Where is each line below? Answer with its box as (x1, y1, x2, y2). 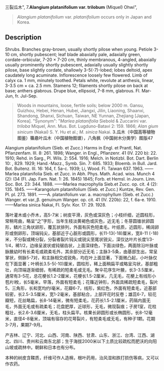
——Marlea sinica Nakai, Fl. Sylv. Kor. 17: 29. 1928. (5, 202, 106, 207)
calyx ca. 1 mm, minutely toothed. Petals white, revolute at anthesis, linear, (5, 77, 155, 83)
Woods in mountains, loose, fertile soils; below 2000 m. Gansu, (17, 102, 144, 108)
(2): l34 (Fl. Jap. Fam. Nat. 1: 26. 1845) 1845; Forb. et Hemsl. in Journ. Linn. (5, 176, 156, 182)
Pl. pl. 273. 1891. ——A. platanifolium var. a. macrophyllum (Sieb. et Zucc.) (5, 191, 154, 197)
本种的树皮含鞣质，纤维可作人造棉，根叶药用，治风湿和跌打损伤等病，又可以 (5, 354, 159, 360)
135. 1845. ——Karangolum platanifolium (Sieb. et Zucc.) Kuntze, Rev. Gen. (5, 186, 155, 192)
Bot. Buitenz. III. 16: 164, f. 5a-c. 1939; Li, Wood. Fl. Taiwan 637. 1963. (5, 165, 144, 171)
